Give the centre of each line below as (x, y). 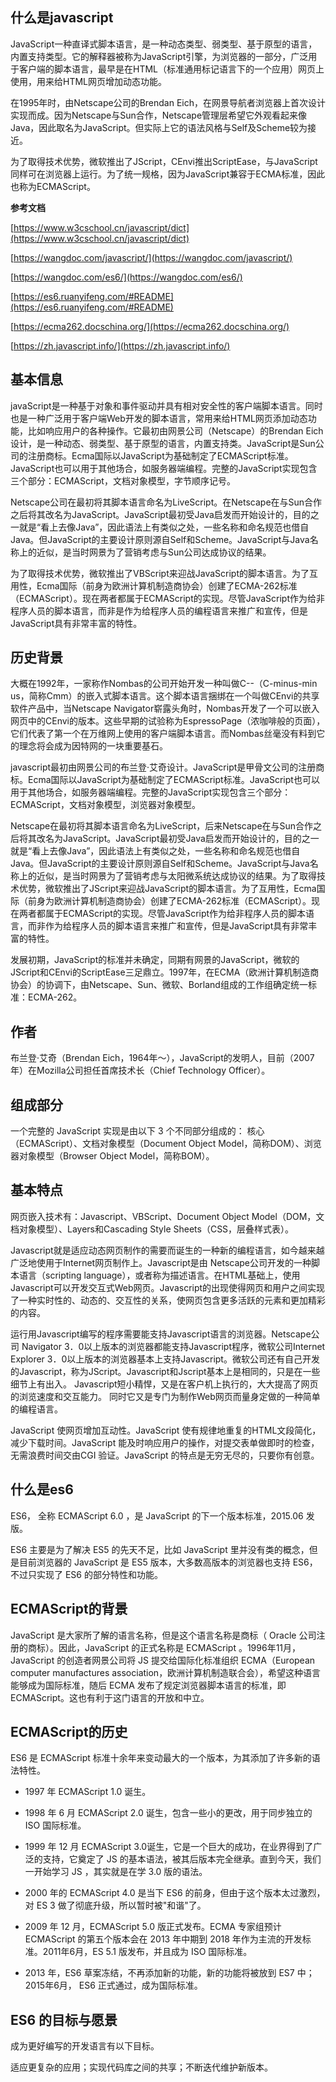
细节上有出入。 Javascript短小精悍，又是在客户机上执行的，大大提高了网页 (164, 1384)
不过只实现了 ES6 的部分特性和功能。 (86, 1574)
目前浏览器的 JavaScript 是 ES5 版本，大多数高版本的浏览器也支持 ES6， (168, 1562)
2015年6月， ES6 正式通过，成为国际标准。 (113, 1985)
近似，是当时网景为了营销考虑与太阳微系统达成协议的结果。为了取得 (176, 876)
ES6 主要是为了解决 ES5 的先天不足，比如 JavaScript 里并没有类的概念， (160, 1549)
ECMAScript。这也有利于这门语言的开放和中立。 (110, 1697)
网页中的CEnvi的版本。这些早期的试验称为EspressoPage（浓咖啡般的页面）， (168, 721)
